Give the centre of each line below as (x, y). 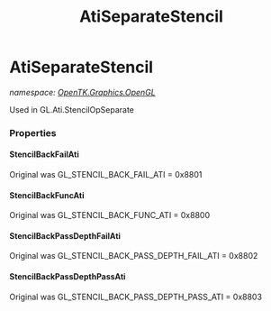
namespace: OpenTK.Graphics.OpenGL (82, 92)
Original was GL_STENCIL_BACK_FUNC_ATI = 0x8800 (109, 215)
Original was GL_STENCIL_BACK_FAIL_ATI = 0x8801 (106, 175)
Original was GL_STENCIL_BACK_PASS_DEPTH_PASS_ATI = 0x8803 (136, 297)
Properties (33, 133)
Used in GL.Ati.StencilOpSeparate (72, 109)
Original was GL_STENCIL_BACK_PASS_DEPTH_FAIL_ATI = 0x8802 (134, 256)
